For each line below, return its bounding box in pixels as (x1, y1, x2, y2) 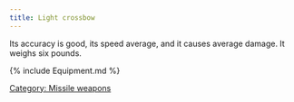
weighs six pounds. (9, 47, 82, 59)
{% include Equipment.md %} (9, 65, 121, 76)
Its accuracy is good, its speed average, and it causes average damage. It (9, 38, 286, 49)
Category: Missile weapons (9, 82, 112, 93)
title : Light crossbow (9, 13, 95, 23)
